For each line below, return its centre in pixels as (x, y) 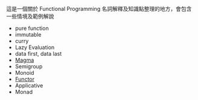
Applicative (29, 85)
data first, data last (38, 54)
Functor (25, 79)
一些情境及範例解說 (30, 16)
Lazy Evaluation (35, 47)
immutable (28, 34)
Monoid (24, 73)
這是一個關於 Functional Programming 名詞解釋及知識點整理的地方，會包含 (99, 9)
